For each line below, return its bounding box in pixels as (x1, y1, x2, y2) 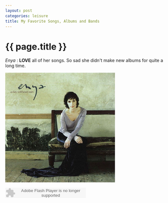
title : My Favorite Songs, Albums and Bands (5, 19, 100, 24)
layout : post (5, 8, 33, 13)
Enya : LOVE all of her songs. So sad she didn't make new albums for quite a (5, 58, 163, 64)
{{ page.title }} (5, 41, 67, 52)
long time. (5, 63, 26, 69)
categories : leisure (5, 13, 49, 19)
